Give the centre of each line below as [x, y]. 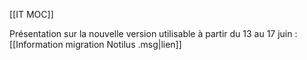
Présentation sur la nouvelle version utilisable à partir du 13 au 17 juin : [153, 33]
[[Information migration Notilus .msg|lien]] [95, 44]
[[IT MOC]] [31, 14]
